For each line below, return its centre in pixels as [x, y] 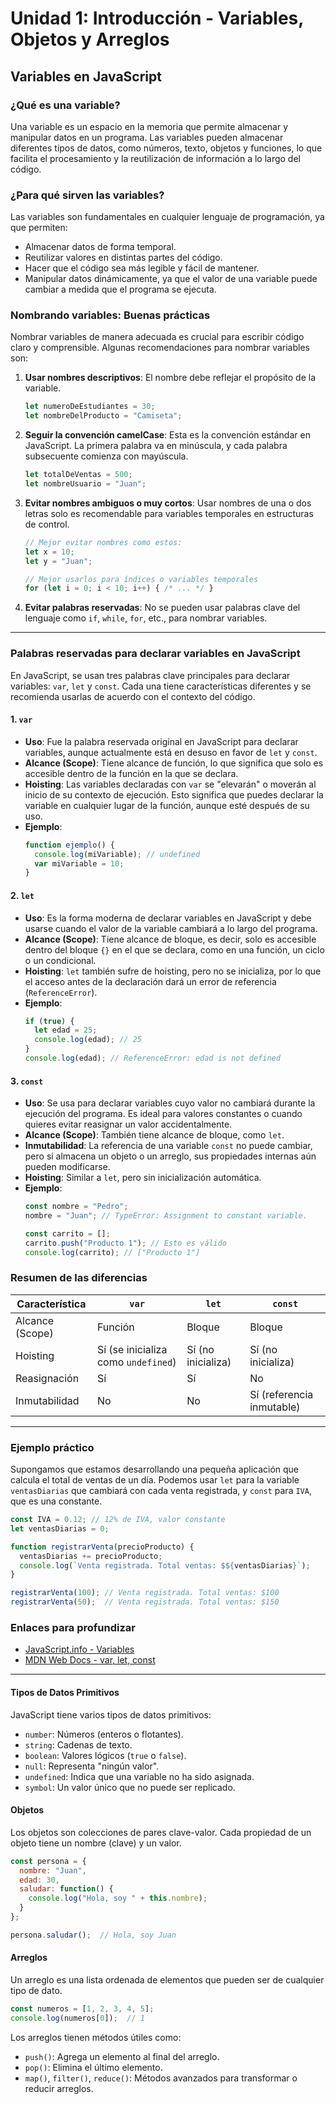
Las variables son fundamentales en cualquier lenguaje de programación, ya [167, 217]
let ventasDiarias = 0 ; [60, 1528]
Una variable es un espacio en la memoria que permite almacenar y [149, 126]
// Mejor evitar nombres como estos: [103, 542]
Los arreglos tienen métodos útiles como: [96, 2037]
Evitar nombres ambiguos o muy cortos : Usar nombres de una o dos [168, 503]
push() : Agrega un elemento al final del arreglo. [122, 2056]
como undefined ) [136, 1362]
